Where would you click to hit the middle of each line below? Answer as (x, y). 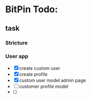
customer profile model (44, 86)
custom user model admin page (52, 80)
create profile (33, 74)
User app (17, 56)
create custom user (40, 68)
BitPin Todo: (32, 9)
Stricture (17, 43)
